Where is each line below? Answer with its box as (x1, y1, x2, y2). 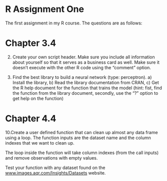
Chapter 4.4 (5, 113, 56, 124)
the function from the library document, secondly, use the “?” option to (12, 90, 158, 96)
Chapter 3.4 (5, 37, 56, 49)
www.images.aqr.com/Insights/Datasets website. (5, 170, 106, 176)
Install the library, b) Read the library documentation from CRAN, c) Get (12, 79, 159, 85)
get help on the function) (12, 95, 64, 101)
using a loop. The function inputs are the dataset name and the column (5, 135, 151, 141)
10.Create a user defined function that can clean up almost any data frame (5, 129, 158, 135)
